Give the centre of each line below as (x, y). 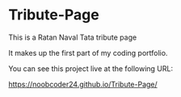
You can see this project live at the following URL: (91, 68)
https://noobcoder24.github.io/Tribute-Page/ (83, 84)
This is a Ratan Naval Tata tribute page (73, 37)
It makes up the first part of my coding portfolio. (88, 53)
